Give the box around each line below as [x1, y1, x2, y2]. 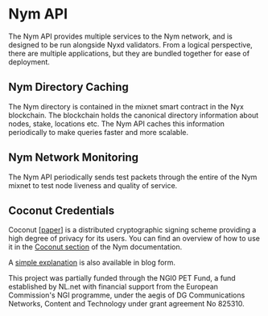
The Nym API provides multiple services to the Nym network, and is [8, 31, 233, 41]
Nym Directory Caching [8, 80, 129, 94]
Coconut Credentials [8, 203, 115, 217]
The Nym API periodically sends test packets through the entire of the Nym [8, 172, 258, 182]
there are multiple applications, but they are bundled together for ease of [8, 48, 250, 58]
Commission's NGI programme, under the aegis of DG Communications [8, 290, 245, 300]
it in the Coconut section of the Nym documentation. [8, 242, 183, 252]
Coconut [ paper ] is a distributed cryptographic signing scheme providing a [8, 225, 257, 235]
